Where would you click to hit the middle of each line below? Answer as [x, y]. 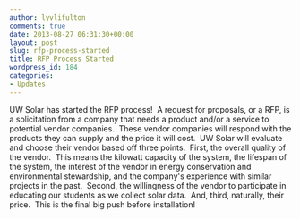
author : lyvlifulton [48, 17]
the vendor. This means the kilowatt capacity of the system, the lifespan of [148, 156]
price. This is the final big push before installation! [103, 204]
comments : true [38, 26]
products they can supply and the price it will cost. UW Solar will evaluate [146, 138]
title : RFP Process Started [62, 59]
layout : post [34, 42]
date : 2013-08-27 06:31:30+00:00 [72, 34]
